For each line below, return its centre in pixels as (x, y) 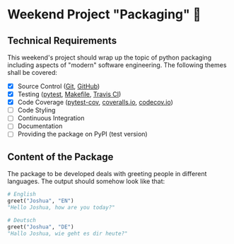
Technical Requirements (62, 41)
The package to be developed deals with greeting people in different (107, 174)
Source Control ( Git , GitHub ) (59, 86)
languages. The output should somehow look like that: (86, 181)
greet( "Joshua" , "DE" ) (41, 227)
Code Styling (36, 110)
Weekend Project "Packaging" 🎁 (104, 14)
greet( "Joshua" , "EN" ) (41, 201)
